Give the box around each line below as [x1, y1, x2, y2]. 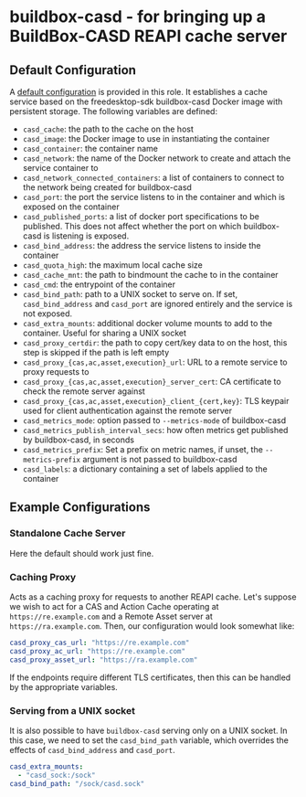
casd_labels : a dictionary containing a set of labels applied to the [22, 463, 268, 474]
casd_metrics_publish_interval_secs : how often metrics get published [22, 425, 289, 435]
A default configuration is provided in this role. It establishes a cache [9, 87, 268, 97]
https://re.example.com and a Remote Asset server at [9, 611, 213, 622]
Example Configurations [9, 500, 151, 515]
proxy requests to [22, 367, 90, 377]
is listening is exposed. [43, 230, 130, 241]
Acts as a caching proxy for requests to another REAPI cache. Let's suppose [9, 591, 297, 602]
